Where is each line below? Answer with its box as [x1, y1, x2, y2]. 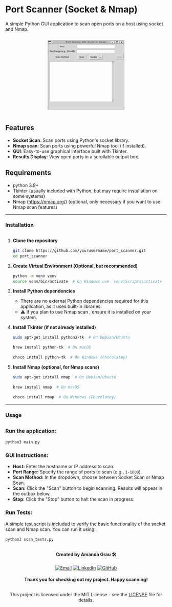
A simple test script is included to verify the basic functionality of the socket [5, 521, 166, 527]
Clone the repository [12, 237, 58, 244]
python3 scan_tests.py [5, 537, 54, 542]
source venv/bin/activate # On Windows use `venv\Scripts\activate [12, 279, 162, 284]
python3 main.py [5, 439, 40, 445]
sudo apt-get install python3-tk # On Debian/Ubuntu [12, 335, 130, 340]
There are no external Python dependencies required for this [20, 298, 148, 304]
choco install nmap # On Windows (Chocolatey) [12, 394, 116, 399]
